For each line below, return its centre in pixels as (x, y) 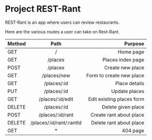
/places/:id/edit (56, 99)
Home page (131, 52)
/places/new (56, 75)
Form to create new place (115, 75)
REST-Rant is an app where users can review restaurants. (62, 22)
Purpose (134, 44)
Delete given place (123, 107)
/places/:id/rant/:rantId (56, 123)
